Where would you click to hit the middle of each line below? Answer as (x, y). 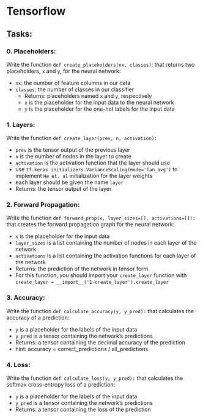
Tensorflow (36, 11)
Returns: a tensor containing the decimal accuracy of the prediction (100, 342)
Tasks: (19, 34)
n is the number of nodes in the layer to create (73, 157)
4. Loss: (18, 365)
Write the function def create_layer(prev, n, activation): (82, 138)
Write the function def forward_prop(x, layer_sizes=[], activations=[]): (101, 218)
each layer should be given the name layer (69, 182)
